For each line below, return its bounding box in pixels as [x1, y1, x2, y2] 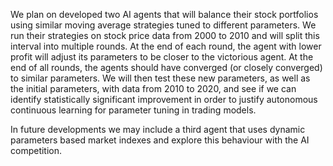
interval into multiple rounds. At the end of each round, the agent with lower [10, 40, 322, 52]
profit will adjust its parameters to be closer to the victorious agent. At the [10, 51, 314, 63]
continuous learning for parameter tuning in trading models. [10, 104, 257, 116]
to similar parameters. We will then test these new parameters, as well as [10, 72, 311, 84]
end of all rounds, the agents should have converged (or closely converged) [10, 62, 323, 73]
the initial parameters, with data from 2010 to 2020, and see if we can [10, 83, 297, 94]
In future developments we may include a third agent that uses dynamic [10, 124, 306, 135]
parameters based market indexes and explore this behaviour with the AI [10, 134, 310, 146]
